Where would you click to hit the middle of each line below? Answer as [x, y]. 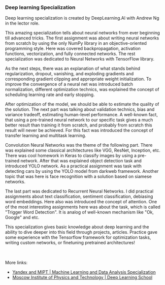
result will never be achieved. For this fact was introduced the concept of [79, 130]
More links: [16, 263]
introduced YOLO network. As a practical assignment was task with [73, 166]
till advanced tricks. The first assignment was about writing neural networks [82, 38]
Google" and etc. [22, 218]
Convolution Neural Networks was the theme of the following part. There [79, 145]
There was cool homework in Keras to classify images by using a [71, 156]
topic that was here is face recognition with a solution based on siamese [78, 177]
